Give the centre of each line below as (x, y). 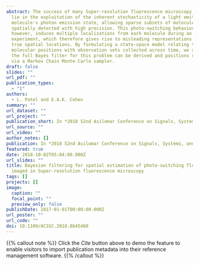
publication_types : (30, 83)
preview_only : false (37, 204)
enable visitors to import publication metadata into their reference (86, 249)
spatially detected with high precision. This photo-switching (91, 28)
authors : (17, 94)
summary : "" (21, 105)
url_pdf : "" (21, 77)
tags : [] (17, 177)
